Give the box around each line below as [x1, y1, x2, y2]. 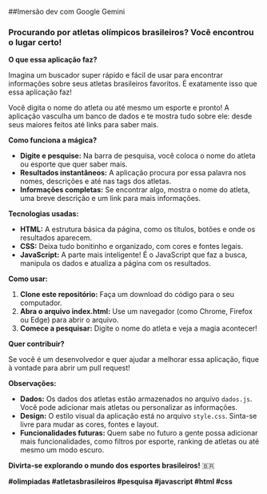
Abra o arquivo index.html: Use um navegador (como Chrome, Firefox [19, 307, 253, 316]
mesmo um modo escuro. [19, 445, 105, 455]
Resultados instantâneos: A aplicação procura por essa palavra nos [19, 168, 246, 178]
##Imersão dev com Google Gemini [8, 7, 126, 16]
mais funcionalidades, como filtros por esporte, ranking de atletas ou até [19, 436, 260, 447]
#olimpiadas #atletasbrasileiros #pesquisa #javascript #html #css [8, 476, 233, 487]
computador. [19, 298, 62, 307]
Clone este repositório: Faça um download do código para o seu [19, 290, 234, 299]
